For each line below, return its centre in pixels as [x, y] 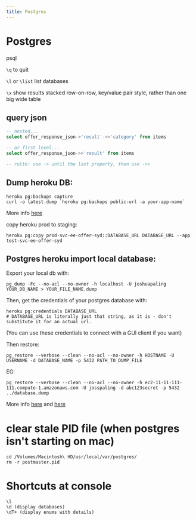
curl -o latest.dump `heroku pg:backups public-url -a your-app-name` [96, 202]
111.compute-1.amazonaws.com [42, 388]
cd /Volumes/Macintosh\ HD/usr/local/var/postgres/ [71, 457]
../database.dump [28, 393]
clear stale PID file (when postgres [93, 428]
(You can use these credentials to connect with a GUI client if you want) [94, 333]
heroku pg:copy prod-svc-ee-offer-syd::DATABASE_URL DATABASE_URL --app [98, 235]
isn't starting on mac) [60, 441]
